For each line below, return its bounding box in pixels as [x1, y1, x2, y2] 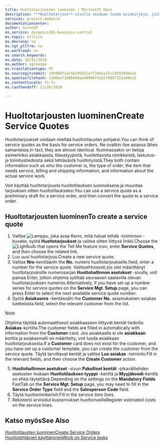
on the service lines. [12, 402, 53, 408]
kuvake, [12, 238, 28, 244]
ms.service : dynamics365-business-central [5, 30, 93, 35]
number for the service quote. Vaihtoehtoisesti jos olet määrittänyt [12, 264, 145, 270]
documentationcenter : [5, 21, 49, 26]
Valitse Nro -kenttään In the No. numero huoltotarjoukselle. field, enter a [12, 259, 154, 265]
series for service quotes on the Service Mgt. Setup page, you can [12, 285, 147, 291]
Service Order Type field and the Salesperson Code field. [12, 387, 130, 393]
